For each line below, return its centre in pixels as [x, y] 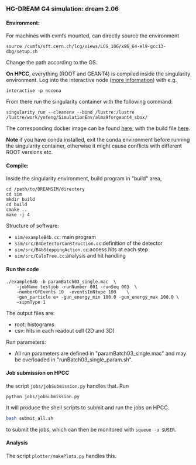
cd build [17, 205]
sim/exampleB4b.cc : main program [55, 237]
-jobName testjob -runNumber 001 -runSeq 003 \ [77, 287]
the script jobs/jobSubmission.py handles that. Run [68, 386]
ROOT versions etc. [30, 152]
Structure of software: [33, 226]
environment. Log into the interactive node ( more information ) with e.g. [92, 80]
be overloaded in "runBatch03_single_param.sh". [73, 360]
